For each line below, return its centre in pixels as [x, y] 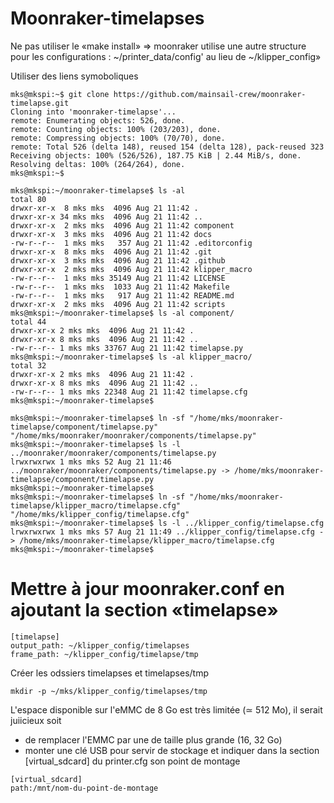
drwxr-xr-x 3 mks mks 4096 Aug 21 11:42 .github [118, 260]
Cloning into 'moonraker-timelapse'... [93, 112]
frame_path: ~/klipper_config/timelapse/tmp [104, 654]
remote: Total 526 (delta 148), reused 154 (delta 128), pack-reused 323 [167, 147]
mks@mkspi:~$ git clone [60, 94]
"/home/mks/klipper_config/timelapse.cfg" [100, 514]
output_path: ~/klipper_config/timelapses [100, 645]
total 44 [28, 322]
